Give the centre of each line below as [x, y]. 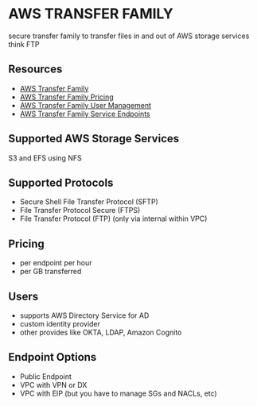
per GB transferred [51, 272]
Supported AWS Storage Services [94, 139]
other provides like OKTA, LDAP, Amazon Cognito [101, 332]
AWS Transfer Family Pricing [66, 97]
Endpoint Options [53, 357]
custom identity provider [60, 324]
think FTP [24, 44]
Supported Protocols [61, 182]
